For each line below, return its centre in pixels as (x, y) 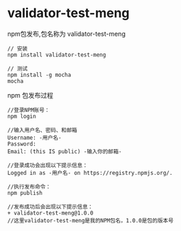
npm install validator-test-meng (57, 55)
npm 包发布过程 (31, 95)
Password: (22, 144)
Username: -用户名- (34, 138)
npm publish (25, 193)
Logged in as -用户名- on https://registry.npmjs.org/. (90, 173)
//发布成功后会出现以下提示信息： (50, 207)
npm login (22, 116)
